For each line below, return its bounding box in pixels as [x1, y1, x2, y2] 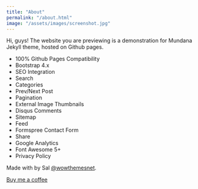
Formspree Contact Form [15, 126, 79, 134]
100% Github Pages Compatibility [15, 55, 100, 63]
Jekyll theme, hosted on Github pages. [6, 43, 104, 51]
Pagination [15, 94, 43, 101]
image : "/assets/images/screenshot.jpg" [6, 20, 111, 26]
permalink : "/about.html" [6, 15, 72, 21]
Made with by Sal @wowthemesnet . [6, 164, 97, 171]
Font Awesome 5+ [15, 146, 61, 153]
